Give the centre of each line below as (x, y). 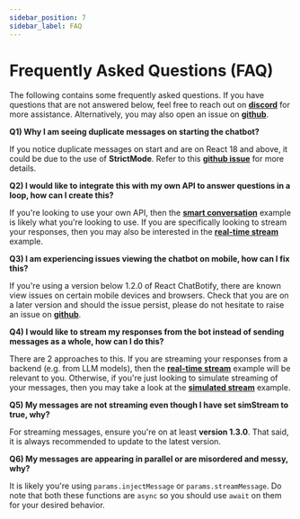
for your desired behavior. (57, 506)
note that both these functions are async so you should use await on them (146, 496)
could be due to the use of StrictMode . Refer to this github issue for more (147, 159)
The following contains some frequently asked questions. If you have (137, 95)
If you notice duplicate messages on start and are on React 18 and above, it (149, 149)
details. (23, 168)
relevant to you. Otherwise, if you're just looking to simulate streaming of (144, 378)
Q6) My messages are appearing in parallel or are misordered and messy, (149, 459)
